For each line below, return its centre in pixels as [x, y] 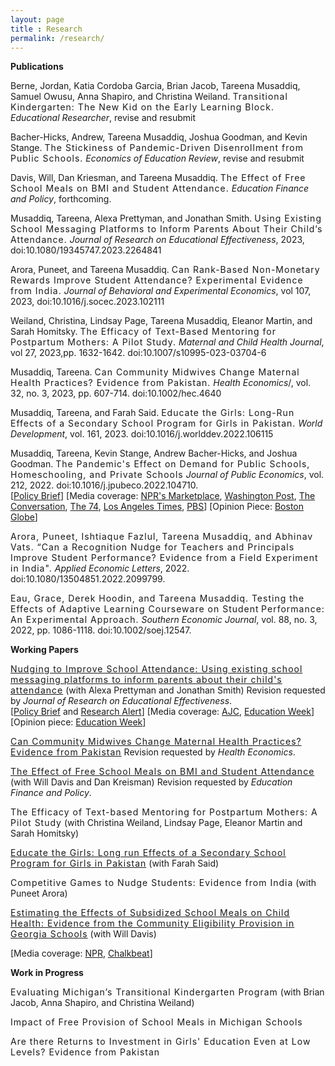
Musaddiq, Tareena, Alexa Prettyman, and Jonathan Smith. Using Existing [166, 218]
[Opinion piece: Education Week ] [78, 722]
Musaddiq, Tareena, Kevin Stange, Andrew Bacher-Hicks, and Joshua [154, 453]
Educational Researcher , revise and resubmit [103, 118]
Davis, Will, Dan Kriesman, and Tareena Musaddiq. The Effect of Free [158, 178]
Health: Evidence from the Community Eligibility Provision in [152, 923]
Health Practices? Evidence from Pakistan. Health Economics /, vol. [161, 383]
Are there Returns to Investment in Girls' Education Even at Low [161, 1042]
